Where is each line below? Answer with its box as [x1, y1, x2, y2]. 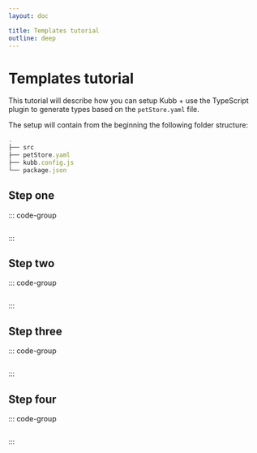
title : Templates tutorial [8, 26, 100, 35]
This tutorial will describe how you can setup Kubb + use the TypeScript [8, 96, 249, 106]
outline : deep [8, 34, 57, 42]
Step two [8, 257, 55, 270]
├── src [8, 144, 35, 152]
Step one [8, 188, 55, 203]
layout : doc [8, 11, 49, 20]
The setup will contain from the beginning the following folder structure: [8, 120, 249, 130]
